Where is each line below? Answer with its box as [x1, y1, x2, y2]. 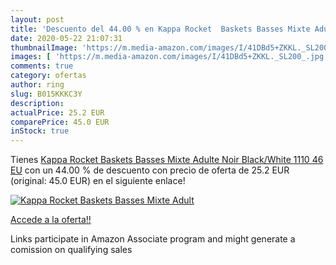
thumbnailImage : [10, 42, 78, 53]
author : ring [10, 80, 65, 90]
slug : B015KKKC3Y [10, 89, 83, 99]
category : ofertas [10, 71, 87, 81]
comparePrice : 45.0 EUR [10, 117, 110, 127]
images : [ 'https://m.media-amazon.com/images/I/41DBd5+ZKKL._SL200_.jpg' [10, 52, 329, 62]
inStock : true [10, 126, 70, 136]
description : [10, 98, 65, 108]
